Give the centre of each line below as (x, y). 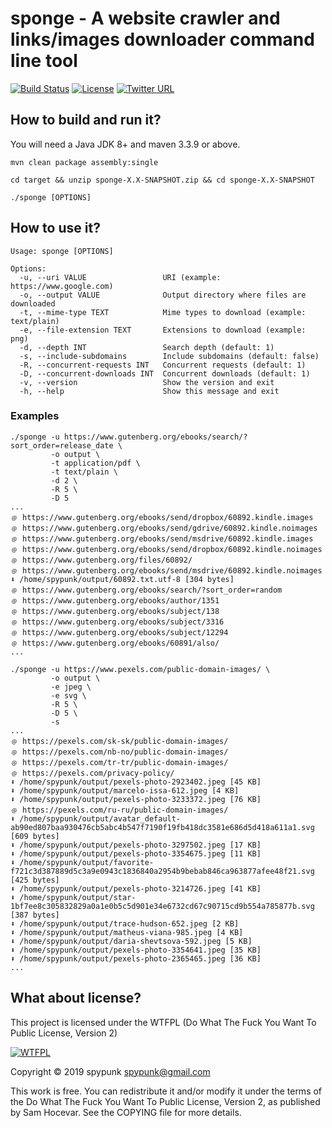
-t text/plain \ (84, 472)
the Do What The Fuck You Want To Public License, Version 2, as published (165, 1101)
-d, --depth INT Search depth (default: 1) (147, 347)
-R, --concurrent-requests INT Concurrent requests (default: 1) (163, 365)
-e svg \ (68, 695)
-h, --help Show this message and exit (149, 391)
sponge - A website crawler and (145, 18)
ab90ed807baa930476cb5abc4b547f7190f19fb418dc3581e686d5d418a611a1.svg (162, 827)
